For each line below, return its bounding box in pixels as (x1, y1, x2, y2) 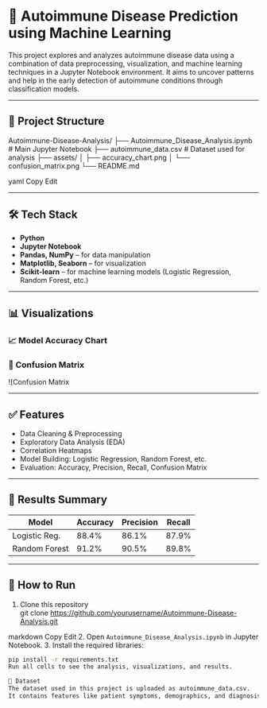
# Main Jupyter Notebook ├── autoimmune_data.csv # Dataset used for (8, 144, 245, 153)
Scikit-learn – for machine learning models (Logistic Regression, (19, 266, 232, 277)
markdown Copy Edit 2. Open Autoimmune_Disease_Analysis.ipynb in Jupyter (8, 632, 259, 641)
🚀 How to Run (8, 578, 76, 592)
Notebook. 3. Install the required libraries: (8, 640, 145, 650)
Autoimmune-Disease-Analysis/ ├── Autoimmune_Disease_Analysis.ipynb (8, 135, 253, 145)
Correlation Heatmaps (19, 445, 93, 455)
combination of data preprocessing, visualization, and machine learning (8, 59, 242, 68)
